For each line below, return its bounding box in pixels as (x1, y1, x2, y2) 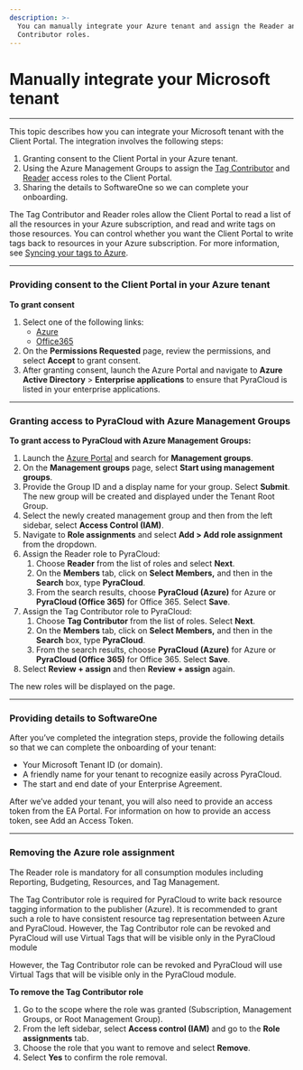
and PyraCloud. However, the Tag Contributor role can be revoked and (9, 922, 271, 934)
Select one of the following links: (22, 317, 144, 327)
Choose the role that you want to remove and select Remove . (22, 1042, 251, 1053)
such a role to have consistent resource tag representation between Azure (9, 913, 286, 924)
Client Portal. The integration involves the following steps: (9, 136, 224, 147)
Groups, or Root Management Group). (22, 1013, 163, 1024)
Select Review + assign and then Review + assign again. (22, 663, 236, 674)
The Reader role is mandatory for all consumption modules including (9, 867, 264, 878)
